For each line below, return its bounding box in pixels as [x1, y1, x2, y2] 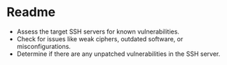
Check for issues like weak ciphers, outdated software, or [16, 34, 184, 43]
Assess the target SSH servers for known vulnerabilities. [16, 27, 180, 36]
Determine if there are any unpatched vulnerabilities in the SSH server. [16, 50, 221, 58]
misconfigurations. [16, 42, 71, 50]
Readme [6, 4, 56, 20]
